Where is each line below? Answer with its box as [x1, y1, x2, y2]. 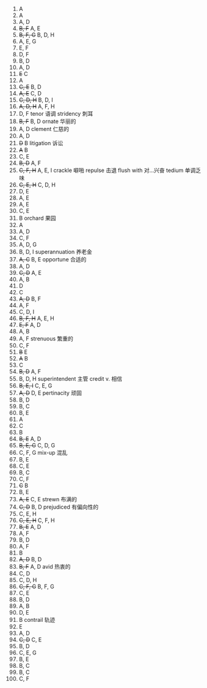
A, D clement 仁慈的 [18, 125, 70, 132]
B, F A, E [18, 24, 41, 32]
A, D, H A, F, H [18, 103, 55, 110]
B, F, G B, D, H [18, 31, 54, 39]
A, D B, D [18, 556, 42, 563]
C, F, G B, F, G [18, 583, 54, 590]
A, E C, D [18, 90, 42, 97]
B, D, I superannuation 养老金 [18, 248, 92, 255]
